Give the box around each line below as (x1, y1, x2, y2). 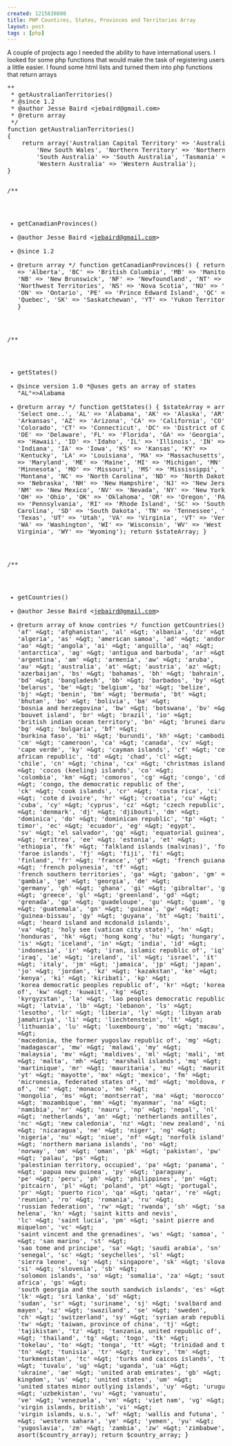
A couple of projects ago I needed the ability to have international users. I (7, 48, 216, 57)
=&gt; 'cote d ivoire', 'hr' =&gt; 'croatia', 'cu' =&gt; (17, 794, 218, 802)
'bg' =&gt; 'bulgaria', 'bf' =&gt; (17, 725, 138, 733)
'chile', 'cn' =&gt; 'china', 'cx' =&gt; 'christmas (17, 759, 200, 768)
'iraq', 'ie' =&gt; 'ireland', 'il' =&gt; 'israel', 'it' (17, 953, 218, 961)
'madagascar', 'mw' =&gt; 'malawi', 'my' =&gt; (17, 1043, 182, 1051)
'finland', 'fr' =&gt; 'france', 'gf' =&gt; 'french (17, 856, 200, 865)
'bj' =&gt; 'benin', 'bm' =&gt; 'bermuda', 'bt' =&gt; (17, 690, 207, 698)
